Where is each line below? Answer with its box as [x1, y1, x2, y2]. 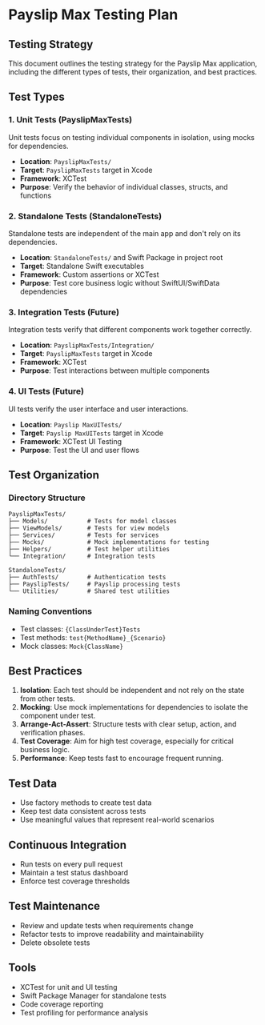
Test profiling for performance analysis [19, 1007, 149, 1017]
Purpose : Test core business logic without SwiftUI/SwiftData [19, 278, 220, 287]
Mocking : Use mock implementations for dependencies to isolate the [19, 703, 249, 712]
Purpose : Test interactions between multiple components [19, 366, 210, 375]
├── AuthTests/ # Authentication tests [8, 574, 167, 582]
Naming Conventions [8, 606, 93, 617]
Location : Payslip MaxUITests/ [19, 419, 122, 429]
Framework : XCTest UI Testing [19, 436, 122, 446]
